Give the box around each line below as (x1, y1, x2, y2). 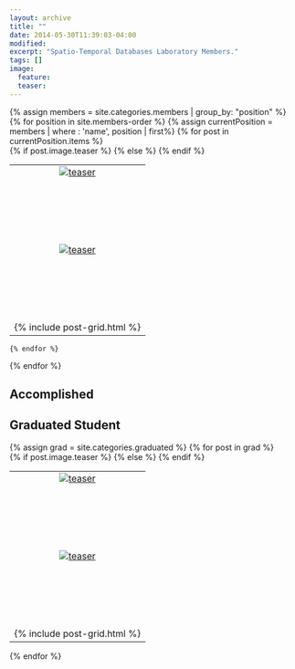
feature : (17, 73, 51, 82)
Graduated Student (9, 417, 121, 434)
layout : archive (9, 13, 71, 23)
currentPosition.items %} (9, 135, 103, 146)
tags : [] (9, 56, 43, 65)
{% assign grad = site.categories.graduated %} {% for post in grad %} (9, 442, 274, 453)
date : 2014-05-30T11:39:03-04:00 (9, 30, 137, 39)
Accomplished (9, 387, 94, 402)
